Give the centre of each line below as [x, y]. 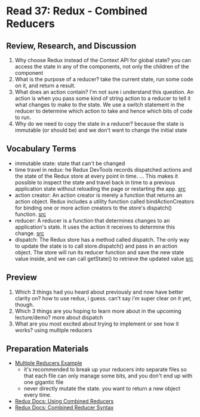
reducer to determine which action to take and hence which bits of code [104, 111]
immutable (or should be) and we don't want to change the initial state [101, 130]
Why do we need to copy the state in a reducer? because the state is [99, 124]
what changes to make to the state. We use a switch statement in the [99, 105]
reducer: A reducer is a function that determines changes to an [92, 220]
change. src [30, 233]
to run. [23, 117]
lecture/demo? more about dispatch [59, 317]
